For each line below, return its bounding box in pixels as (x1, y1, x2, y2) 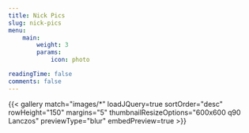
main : (22, 33, 41, 42)
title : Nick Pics (8, 11, 66, 20)
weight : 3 (36, 41, 69, 49)
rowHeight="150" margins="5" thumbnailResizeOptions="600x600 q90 (8, 108, 241, 117)
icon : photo (50, 56, 90, 64)
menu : (8, 26, 26, 34)
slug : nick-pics (8, 19, 62, 27)
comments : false (8, 77, 62, 85)
